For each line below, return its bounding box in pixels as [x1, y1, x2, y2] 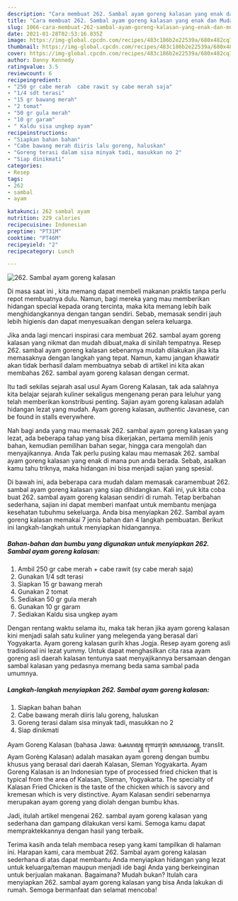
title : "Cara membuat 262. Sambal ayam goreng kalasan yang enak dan [7, 17, 217, 24]
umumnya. [7, 669, 38, 678]
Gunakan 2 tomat [17, 587, 69, 596]
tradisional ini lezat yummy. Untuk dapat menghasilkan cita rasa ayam [7, 647, 211, 655]
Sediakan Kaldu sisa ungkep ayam [17, 610, 118, 618]
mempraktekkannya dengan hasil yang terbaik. [7, 826, 144, 835]
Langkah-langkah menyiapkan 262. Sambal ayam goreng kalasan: [7, 685, 210, 694]
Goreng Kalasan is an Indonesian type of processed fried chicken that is [7, 768, 218, 776]
